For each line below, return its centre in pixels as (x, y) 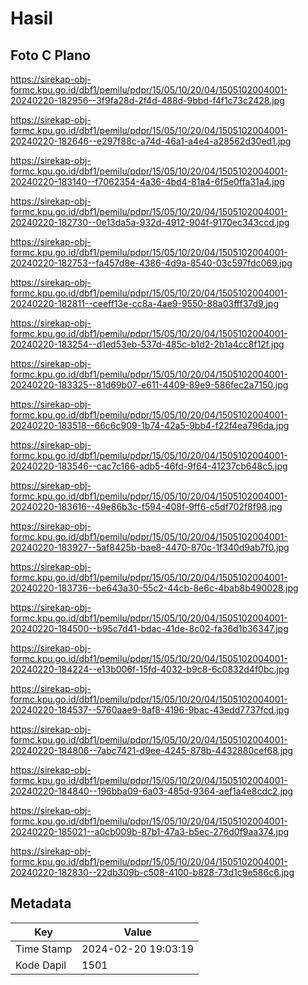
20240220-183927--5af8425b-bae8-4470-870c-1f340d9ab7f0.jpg (150, 547)
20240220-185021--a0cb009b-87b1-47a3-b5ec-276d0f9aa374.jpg (150, 831)
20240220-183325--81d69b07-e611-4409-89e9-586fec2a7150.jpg (149, 385)
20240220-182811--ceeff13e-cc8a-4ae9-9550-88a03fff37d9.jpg (144, 303)
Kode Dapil (41, 965)
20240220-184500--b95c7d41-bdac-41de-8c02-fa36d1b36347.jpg (149, 628)
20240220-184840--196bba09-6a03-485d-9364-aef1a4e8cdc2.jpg (152, 791)
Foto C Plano (50, 55)
